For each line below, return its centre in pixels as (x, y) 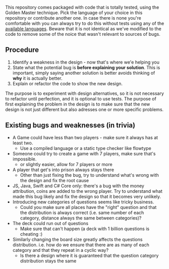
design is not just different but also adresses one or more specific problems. (84, 109)
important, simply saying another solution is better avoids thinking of (84, 73)
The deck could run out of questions (50, 223)
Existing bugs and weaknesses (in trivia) (70, 125)
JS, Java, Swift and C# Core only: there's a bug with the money (78, 186)
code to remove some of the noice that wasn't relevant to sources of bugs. (83, 34)
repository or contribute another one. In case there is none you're (73, 18)
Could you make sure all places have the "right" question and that (88, 207)
